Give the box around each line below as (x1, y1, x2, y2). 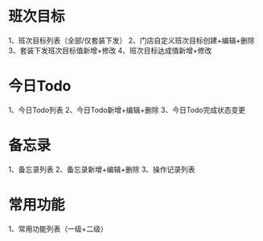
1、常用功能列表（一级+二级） (8, 223, 108, 234)
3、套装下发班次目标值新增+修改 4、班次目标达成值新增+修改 (8, 45, 212, 55)
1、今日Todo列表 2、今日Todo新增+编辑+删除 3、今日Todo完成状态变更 (8, 105, 246, 114)
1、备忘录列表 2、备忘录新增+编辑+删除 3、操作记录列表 (8, 164, 195, 174)
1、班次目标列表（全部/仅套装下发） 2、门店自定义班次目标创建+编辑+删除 (8, 35, 255, 45)
